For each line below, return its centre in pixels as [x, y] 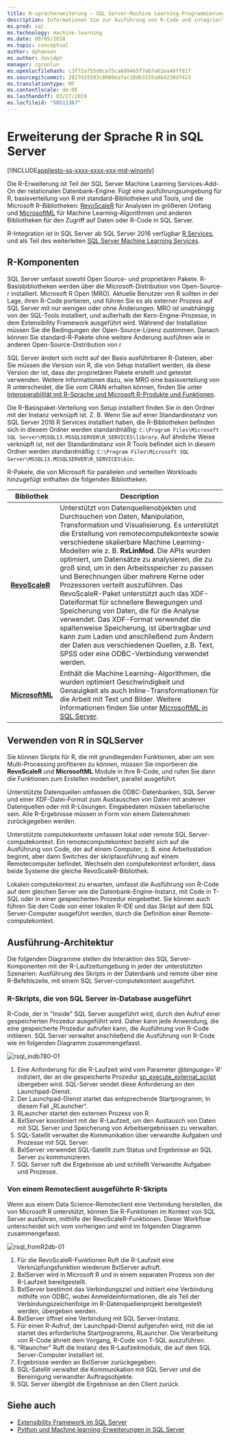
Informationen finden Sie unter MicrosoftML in [133, 708]
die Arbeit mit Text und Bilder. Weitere [120, 699]
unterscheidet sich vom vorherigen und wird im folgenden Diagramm [104, 1226]
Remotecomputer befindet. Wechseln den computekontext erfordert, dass [111, 864]
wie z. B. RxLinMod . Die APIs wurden [151, 550]
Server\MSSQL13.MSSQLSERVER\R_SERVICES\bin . [71, 458]
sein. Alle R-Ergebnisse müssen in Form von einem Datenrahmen [99, 814]
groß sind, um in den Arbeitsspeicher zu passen [136, 568]
